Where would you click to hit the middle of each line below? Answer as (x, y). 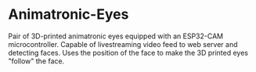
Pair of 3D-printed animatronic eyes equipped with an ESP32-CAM (116, 36)
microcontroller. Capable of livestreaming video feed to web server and (123, 44)
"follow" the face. (36, 61)
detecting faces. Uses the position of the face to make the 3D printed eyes (128, 52)
